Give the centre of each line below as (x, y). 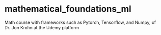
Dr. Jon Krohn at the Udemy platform (42, 27)
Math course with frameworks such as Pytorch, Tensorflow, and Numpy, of (80, 22)
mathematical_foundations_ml (68, 9)
